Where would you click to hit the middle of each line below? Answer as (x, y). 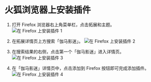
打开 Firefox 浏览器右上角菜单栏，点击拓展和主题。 (63, 25)
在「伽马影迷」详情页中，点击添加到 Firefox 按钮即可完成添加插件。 (80, 68)
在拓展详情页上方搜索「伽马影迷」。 (47, 41)
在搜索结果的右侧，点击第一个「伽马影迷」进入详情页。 (68, 52)
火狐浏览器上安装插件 (48, 10)
